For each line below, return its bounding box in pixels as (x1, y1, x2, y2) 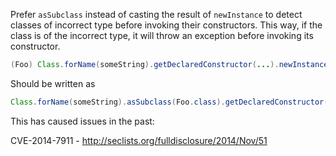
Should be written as (10, 77, 96, 89)
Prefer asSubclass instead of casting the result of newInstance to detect (10, 9, 303, 20)
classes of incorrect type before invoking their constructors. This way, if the (10, 19, 323, 31)
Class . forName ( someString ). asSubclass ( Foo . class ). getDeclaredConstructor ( (10, 97, 329, 107)
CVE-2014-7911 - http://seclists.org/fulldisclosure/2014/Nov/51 (10, 134, 268, 146)
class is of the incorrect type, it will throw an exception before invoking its (10, 30, 314, 41)
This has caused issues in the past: (10, 115, 155, 127)
